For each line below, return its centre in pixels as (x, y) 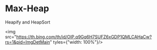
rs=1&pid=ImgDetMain (28, 42)
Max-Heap (27, 9)
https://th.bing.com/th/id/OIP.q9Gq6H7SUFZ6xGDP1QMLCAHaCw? (84, 37)
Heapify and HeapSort (28, 22)
